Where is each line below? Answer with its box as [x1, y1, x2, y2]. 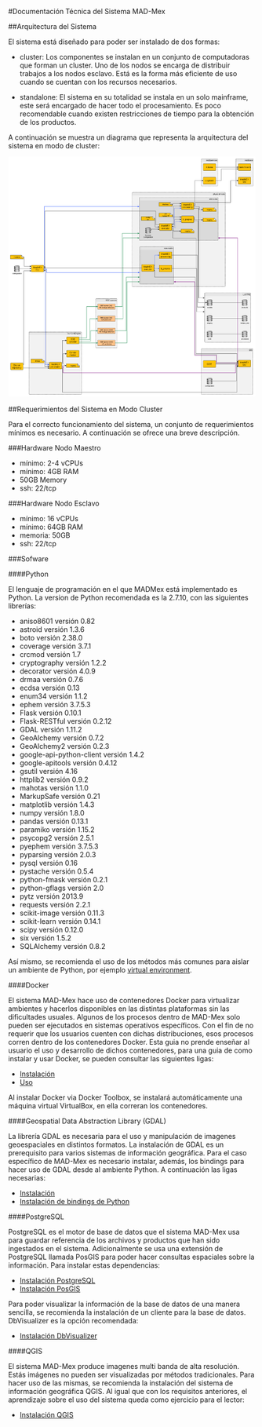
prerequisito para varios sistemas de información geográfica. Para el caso [8, 1148, 247, 1157]
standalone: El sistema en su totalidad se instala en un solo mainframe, [19, 93, 249, 101]
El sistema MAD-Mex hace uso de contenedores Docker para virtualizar [8, 995, 240, 1005]
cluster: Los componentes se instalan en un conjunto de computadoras [19, 53, 249, 61]
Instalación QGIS [19, 1410, 74, 1419]
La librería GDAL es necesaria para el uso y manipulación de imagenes [8, 1131, 236, 1141]
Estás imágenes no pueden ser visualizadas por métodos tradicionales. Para [8, 1370, 255, 1379]
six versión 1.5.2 [19, 933, 72, 943]
